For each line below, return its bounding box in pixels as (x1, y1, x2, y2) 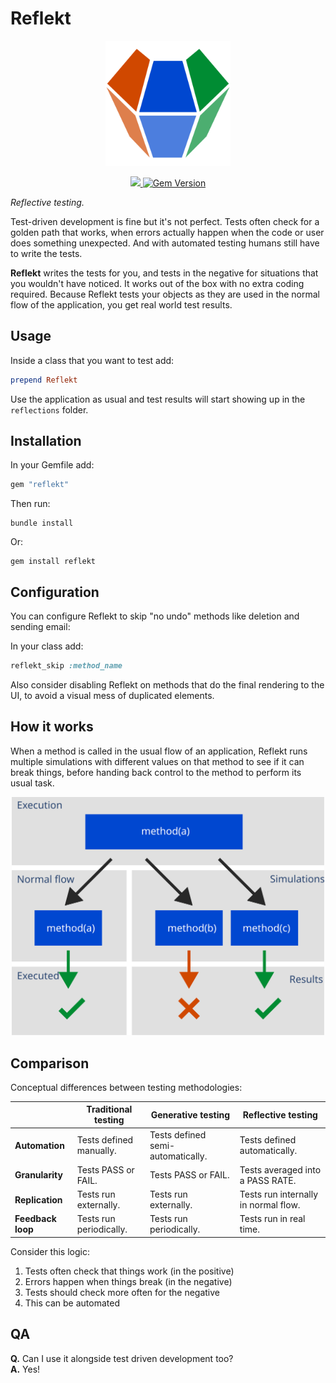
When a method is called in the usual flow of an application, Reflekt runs (10, 745, 308, 757)
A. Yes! (10, 1363, 41, 1375)
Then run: (10, 498, 51, 510)
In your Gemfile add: (10, 459, 95, 471)
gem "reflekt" (10, 480, 70, 490)
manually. (76, 1145, 117, 1157)
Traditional (86, 1103, 133, 1116)
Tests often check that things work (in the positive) (24, 1265, 235, 1277)
